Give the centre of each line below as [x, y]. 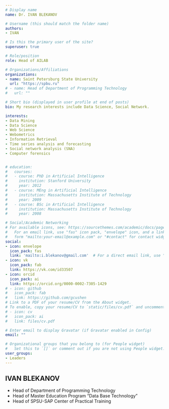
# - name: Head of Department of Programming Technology [66, 89]
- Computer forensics [28, 153]
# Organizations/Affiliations [37, 70]
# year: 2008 [23, 214]
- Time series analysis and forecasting [48, 144]
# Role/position [22, 56]
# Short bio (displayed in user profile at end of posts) [67, 102]
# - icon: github [23, 288]
